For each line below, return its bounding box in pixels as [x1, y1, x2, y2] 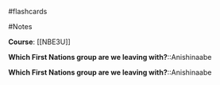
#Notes [8, 22, 33, 31]
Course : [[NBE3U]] [8, 37, 71, 46]
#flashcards [8, 7, 48, 16]
